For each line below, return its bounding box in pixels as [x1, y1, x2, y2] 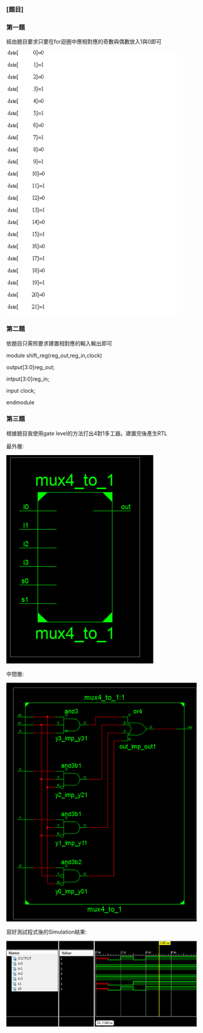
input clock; [6, 387, 36, 394]
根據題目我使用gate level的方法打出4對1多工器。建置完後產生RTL [6, 430, 168, 437]
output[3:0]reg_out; [6, 363, 56, 370]
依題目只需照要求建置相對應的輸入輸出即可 [6, 339, 112, 347]
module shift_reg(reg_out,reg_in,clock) [6, 352, 103, 359]
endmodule [6, 398, 35, 406]
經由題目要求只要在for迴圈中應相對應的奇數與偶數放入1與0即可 [6, 38, 162, 45]
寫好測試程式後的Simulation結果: [6, 928, 87, 936]
